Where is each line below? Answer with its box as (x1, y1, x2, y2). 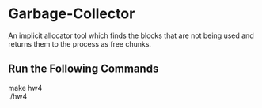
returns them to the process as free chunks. (8, 39, 152, 48)
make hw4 (8, 83, 43, 92)
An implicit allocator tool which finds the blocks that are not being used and (8, 31, 255, 40)
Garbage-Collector (8, 5, 135, 23)
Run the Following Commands (8, 62, 159, 76)
